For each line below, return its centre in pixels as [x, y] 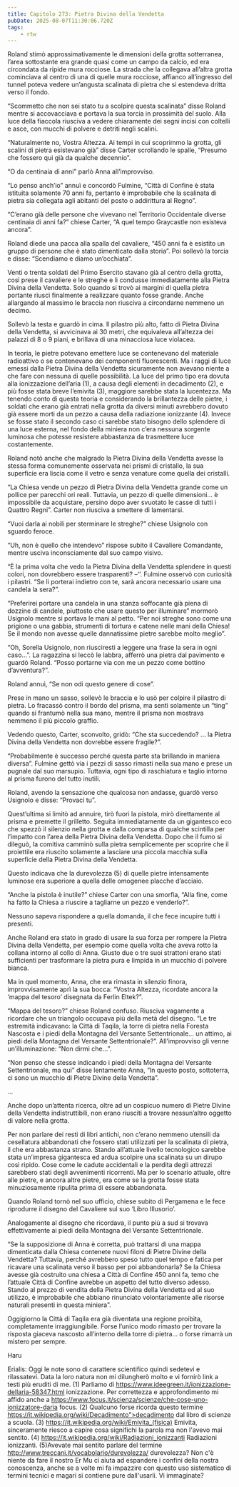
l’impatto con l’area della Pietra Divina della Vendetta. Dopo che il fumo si [115, 837]
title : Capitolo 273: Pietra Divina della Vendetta [86, 14]
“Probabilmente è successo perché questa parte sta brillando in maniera [114, 756]
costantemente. [30, 444]
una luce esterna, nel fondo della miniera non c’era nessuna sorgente [109, 429]
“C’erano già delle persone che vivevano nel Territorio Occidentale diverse [117, 214]
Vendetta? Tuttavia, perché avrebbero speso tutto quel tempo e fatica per [115, 1260]
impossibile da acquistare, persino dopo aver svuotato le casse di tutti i [112, 502]
